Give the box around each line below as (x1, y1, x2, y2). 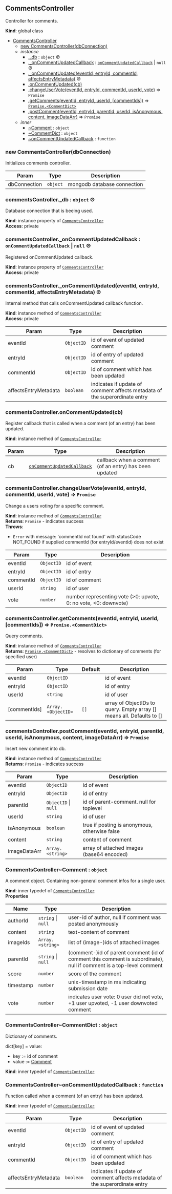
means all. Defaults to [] (104, 712, 163, 719)
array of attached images (82, 845, 143, 852)
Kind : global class (5, 28, 44, 34)
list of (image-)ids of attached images (68, 939, 160, 946)
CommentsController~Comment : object (5, 866, 107, 873)
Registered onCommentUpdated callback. (5, 254, 94, 260)
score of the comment (68, 970, 121, 977)
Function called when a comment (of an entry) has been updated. (5, 1093, 144, 1099)
